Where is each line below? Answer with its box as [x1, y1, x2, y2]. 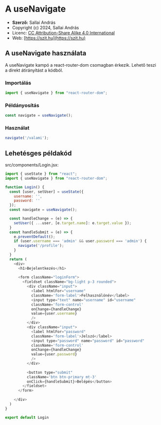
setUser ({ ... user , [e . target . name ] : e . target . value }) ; [14, 221, 132, 225]
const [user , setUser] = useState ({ [9, 189, 84, 194]
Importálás [5, 79, 32, 86]
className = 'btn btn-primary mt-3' [26, 374, 97, 379]
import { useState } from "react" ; [5, 171, 77, 176]
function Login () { [5, 185, 45, 189]
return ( [9, 257, 27, 261]
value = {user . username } [31, 311, 77, 316]
